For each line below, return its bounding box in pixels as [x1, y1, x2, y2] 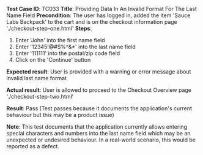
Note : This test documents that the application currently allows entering [6, 123, 188, 130]
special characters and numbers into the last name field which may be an [6, 130, 191, 137]
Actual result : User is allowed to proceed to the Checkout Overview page [6, 86, 191, 94]
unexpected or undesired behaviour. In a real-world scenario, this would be [6, 136, 196, 143]
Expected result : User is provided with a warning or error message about [6, 68, 191, 75]
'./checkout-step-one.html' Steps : [6, 25, 92, 32]
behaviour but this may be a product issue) [6, 112, 114, 118]
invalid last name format [6, 75, 67, 81]
